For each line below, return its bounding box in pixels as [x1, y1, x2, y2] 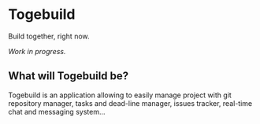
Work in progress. [8, 46, 66, 56]
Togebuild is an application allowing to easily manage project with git [8, 90, 232, 100]
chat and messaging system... [8, 107, 106, 116]
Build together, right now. [8, 31, 90, 41]
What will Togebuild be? [8, 69, 129, 83]
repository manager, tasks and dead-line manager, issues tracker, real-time [8, 98, 253, 108]
